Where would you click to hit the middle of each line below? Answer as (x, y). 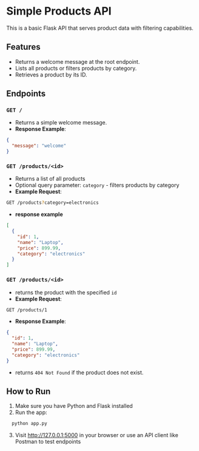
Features (23, 47)
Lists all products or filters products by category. (76, 68)
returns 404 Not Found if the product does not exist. (79, 372)
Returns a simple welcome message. (61, 123)
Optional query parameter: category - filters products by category (97, 185)
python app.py (29, 424)
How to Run (29, 392)
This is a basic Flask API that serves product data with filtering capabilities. (100, 28)
